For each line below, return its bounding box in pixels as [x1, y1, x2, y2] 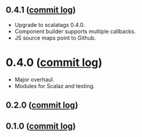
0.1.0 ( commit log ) [6, 120, 76, 131]
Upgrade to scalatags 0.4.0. [14, 21, 85, 28]
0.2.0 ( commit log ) [6, 100, 78, 111]
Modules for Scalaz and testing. [14, 82, 95, 89]
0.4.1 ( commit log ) [6, 5, 76, 15]
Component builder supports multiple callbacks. [14, 28, 136, 35]
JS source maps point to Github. [14, 34, 96, 42]
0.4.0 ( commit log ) [6, 56, 103, 69]
